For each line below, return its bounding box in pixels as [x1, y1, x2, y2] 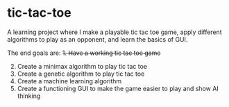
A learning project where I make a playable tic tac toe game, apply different [7, 28, 222, 36]
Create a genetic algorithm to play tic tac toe [17, 69, 145, 78]
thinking [17, 92, 41, 100]
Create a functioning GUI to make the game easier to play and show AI [17, 84, 219, 92]
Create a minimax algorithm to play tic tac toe [17, 62, 148, 70]
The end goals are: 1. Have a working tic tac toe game [7, 49, 161, 57]
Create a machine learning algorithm [17, 76, 122, 85]
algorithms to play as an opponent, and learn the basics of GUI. [7, 35, 188, 43]
